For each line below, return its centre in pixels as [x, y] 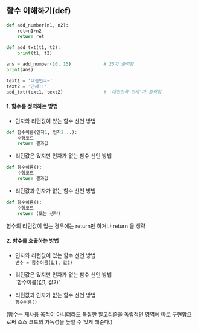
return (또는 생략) [39, 213]
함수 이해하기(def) [39, 11]
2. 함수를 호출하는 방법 [33, 241]
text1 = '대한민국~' [30, 80]
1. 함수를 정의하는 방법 [32, 106]
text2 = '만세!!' [27, 86]
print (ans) [20, 69]
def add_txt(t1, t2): [34, 48]
